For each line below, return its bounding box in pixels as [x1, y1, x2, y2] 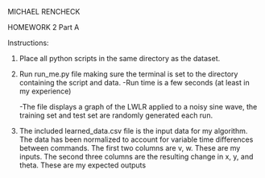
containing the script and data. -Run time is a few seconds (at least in [19, 78, 251, 87]
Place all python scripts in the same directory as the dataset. [19, 54, 221, 63]
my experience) [19, 86, 72, 96]
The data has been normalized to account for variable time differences [19, 135, 254, 144]
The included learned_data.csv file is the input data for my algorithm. [19, 126, 248, 135]
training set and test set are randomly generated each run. [19, 110, 213, 120]
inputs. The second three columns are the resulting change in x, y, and [19, 152, 254, 161]
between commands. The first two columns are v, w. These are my [19, 143, 241, 152]
